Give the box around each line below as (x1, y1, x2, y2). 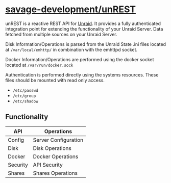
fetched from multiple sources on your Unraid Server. (5, 31, 117, 37)
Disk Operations (33, 144, 71, 151)
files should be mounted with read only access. (5, 77, 105, 83)
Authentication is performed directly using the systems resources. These (5, 71, 159, 77)
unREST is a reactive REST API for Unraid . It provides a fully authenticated (5, 20, 161, 27)
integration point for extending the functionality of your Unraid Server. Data (5, 25, 163, 32)
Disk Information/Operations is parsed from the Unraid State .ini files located (5, 41, 166, 47)
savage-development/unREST (5, 4, 136, 15)
